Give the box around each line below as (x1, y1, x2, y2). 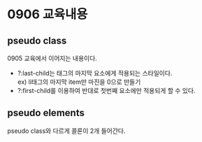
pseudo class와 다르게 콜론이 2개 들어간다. (7, 127, 126, 135)
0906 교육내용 (7, 6, 88, 22)
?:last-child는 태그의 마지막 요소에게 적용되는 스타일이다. (17, 69, 173, 77)
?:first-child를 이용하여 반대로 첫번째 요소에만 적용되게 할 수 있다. (17, 87, 196, 94)
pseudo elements (7, 107, 85, 119)
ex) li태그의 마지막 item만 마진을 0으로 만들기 (17, 78, 141, 86)
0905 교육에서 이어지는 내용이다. (7, 54, 98, 62)
